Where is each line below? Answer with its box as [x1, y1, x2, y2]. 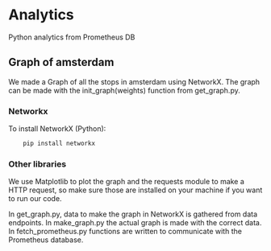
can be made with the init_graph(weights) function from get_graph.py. [8, 85, 240, 95]
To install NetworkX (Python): [8, 124, 106, 134]
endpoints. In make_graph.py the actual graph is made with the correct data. [8, 218, 262, 228]
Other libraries [8, 158, 67, 170]
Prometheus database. [8, 235, 84, 245]
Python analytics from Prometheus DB [8, 32, 135, 42]
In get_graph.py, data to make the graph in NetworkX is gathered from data [8, 209, 258, 219]
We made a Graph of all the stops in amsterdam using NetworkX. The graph [8, 76, 261, 86]
